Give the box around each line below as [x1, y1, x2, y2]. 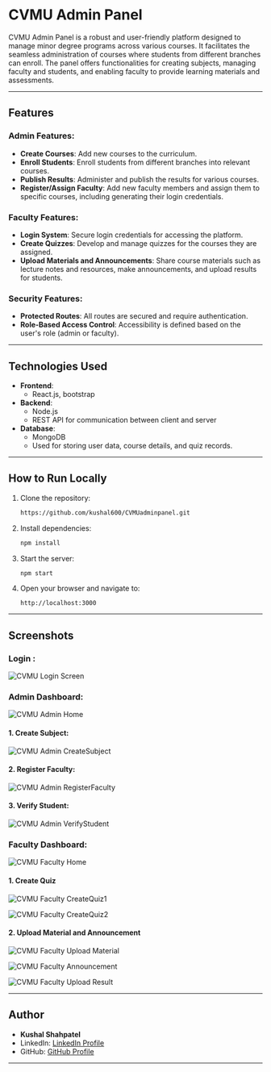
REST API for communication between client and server [31, 415, 217, 425]
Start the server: [19, 553, 75, 563]
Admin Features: [8, 131, 75, 142]
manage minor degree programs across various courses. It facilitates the [8, 40, 250, 50]
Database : [19, 423, 56, 433]
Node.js [31, 407, 59, 416]
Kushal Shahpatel [19, 1029, 81, 1039]
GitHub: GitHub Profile [19, 1046, 94, 1056]
